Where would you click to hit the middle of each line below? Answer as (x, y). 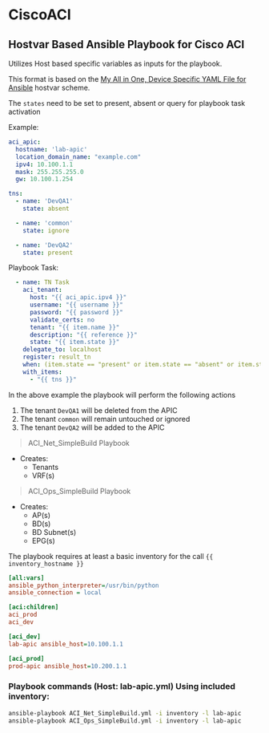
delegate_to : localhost (62, 350)
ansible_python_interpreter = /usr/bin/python (84, 585)
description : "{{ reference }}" (83, 334)
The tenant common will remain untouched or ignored (105, 419)
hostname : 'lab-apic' (52, 149)
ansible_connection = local (55, 593)
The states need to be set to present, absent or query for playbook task (127, 103)
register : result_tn (57, 357)
